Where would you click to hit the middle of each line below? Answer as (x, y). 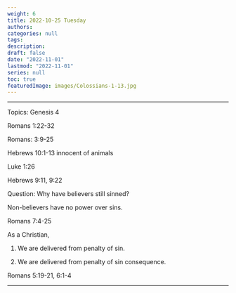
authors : (20, 27)
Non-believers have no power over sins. (65, 207)
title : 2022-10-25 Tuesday (47, 20)
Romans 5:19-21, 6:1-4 (39, 275)
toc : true (22, 79)
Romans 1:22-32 (31, 126)
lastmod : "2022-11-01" (40, 66)
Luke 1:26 (21, 167)
